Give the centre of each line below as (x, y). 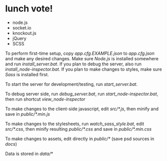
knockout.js (24, 33)
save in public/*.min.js (28, 114)
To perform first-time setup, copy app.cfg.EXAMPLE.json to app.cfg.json (80, 53)
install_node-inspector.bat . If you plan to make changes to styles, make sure (83, 69)
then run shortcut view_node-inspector (45, 99)
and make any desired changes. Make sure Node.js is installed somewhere (82, 58)
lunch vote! (29, 9)
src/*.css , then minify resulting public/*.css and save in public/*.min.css (79, 129)
